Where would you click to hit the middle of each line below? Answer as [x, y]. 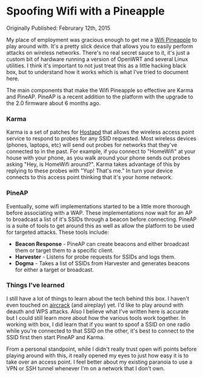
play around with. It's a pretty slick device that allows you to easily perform [100, 46]
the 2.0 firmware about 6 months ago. [54, 103]
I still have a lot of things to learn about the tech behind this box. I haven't [98, 298]
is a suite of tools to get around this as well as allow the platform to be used [100, 225]
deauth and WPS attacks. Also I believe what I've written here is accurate [98, 311]
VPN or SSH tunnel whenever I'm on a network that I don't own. [86, 368]
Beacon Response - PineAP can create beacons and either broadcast [102, 243]
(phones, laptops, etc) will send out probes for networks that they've [92, 145]
